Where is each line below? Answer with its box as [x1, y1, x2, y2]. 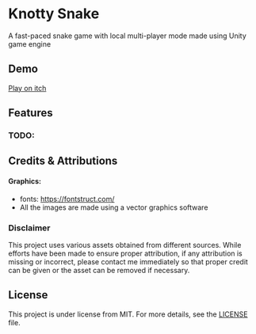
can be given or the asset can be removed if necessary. [8, 265, 190, 275]
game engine [8, 39, 52, 48]
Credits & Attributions [8, 154, 118, 168]
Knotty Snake [8, 5, 100, 23]
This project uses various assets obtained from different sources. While [8, 240, 242, 249]
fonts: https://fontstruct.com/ [19, 194, 115, 203]
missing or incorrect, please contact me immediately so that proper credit [8, 256, 248, 266]
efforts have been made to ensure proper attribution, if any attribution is [8, 249, 243, 258]
